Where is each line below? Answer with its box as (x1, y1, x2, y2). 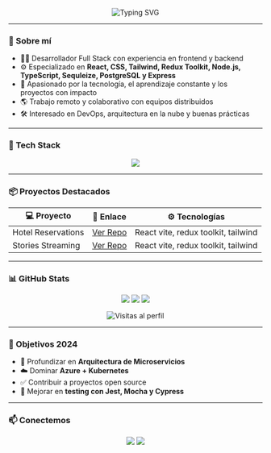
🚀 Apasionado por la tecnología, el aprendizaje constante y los (19, 79, 228, 89)
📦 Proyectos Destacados (8, 185, 110, 197)
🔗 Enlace (92, 211, 127, 222)
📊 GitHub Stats (8, 272, 70, 284)
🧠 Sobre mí (8, 35, 52, 46)
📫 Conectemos (8, 415, 71, 426)
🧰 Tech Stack (8, 139, 61, 151)
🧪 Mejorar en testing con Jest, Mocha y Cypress (19, 387, 184, 397)
